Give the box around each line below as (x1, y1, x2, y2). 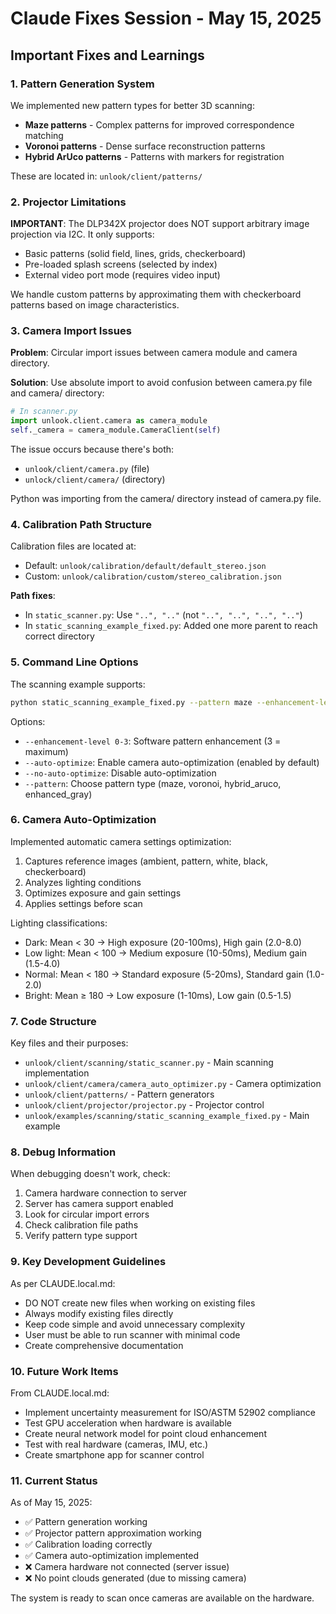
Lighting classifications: (10, 917, 108, 929)
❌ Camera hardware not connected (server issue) (24, 1561, 230, 1573)
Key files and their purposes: (10, 1037, 129, 1049)
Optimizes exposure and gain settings (24, 887, 182, 899)
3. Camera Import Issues (10, 324, 132, 338)
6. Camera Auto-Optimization (10, 813, 157, 827)
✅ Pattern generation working (24, 1516, 148, 1528)
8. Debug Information (10, 1145, 117, 1159)
